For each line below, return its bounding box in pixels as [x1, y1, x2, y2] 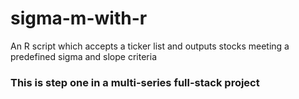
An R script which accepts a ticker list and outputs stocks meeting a [10, 40, 290, 52]
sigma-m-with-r [10, 7, 148, 30]
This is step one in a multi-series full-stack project [10, 75, 260, 89]
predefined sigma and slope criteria [10, 50, 158, 62]
